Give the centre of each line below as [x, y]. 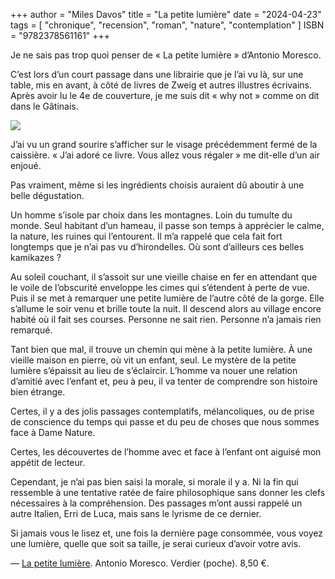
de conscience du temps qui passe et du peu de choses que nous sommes [165, 422]
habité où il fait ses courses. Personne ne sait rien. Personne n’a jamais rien [166, 319]
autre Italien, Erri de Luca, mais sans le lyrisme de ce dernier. [136, 513]
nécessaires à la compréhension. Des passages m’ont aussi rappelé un [156, 503]
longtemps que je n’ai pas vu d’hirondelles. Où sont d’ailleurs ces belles [157, 247]
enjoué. [26, 165]
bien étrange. [38, 392]
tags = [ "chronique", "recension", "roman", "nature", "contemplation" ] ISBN [167, 25]
